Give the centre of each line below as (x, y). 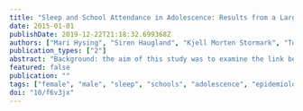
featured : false (40, 68)
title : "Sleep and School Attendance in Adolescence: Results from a (143, 17)
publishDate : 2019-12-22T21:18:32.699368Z (90, 34)
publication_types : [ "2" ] (58, 51)
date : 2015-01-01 (42, 26)
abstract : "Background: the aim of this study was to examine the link (147, 59)
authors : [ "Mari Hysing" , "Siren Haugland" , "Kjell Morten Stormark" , (145, 43)
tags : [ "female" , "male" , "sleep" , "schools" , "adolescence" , (129, 84)
